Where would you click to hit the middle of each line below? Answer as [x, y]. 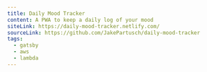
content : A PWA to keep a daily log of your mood [81, 20]
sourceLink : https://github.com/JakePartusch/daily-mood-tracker [104, 33]
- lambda [26, 58]
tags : [15, 39]
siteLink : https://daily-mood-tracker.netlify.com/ [83, 26]
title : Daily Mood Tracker [46, 13]
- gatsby [26, 45]
